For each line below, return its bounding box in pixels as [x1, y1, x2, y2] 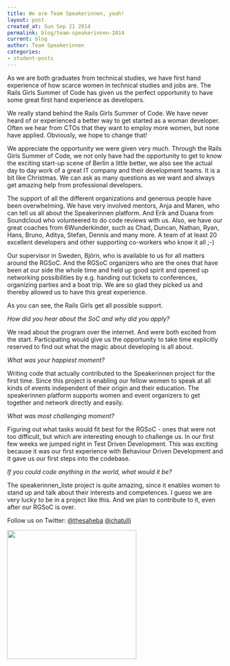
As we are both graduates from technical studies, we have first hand [7, 74, 201, 82]
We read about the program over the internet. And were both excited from [7, 327, 217, 336]
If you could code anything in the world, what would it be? [7, 467, 172, 475]
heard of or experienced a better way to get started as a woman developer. [7, 116, 220, 125]
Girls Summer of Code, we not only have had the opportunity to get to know [7, 151, 222, 160]
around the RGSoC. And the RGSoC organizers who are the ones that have [7, 259, 218, 267]
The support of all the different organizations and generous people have [7, 194, 212, 202]
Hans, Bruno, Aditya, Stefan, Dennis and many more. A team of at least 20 [7, 230, 218, 239]
